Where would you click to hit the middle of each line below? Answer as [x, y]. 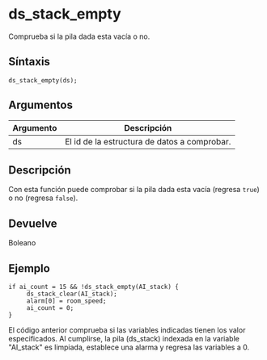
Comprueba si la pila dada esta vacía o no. [79, 36]
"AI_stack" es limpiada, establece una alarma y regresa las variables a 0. [129, 347]
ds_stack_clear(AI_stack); [72, 294]
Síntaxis [30, 62]
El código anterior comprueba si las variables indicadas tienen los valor [127, 330]
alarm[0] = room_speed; [66, 301]
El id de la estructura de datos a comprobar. [148, 141]
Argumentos [40, 105]
